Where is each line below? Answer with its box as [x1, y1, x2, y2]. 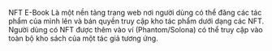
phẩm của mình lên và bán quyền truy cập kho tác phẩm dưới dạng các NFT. [8, 16, 265, 26]
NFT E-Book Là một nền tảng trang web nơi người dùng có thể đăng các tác [8, 8, 262, 17]
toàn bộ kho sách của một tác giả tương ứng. [8, 33, 158, 43]
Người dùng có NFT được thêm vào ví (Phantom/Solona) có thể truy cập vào [8, 25, 263, 34]
